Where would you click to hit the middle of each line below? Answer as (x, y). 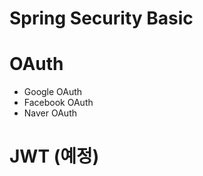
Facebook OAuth (58, 103)
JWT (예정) (54, 156)
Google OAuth (53, 92)
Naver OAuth (50, 113)
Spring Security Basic (101, 18)
